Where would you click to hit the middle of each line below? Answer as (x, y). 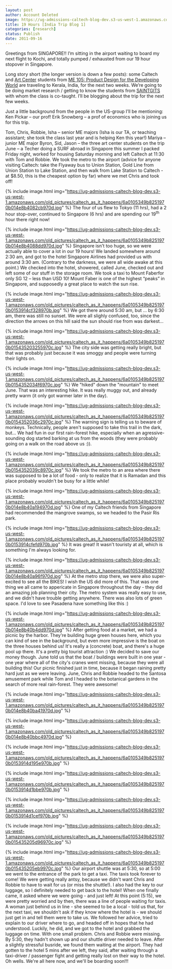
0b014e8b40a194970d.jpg (33, 507)
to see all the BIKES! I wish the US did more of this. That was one (90, 582)
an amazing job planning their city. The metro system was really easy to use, (86, 592)
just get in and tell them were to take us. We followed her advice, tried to (82, 917)
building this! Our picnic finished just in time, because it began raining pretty (86, 668)
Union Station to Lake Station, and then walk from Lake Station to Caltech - (84, 170)
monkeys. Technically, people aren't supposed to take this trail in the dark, (84, 427)
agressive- (153, 433)
